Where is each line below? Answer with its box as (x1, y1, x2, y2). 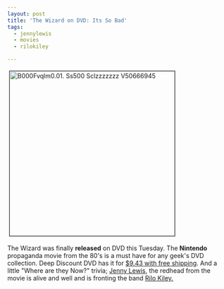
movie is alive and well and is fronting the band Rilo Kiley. (7, 274, 174, 282)
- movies (13, 37, 39, 44)
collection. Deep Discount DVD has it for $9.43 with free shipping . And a (7, 259, 218, 267)
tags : (7, 23, 23, 30)
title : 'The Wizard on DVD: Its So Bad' (7, 17, 128, 24)
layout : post (7, 10, 46, 18)
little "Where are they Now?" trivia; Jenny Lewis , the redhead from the (7, 266, 211, 275)
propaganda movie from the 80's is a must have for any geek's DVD (7, 252, 204, 259)
